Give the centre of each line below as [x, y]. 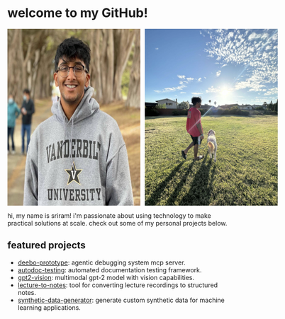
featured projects [47, 245]
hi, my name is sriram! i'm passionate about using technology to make [109, 215]
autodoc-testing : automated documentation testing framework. [110, 269]
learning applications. [49, 307]
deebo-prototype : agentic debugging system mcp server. [101, 262]
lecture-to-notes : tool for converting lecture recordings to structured [118, 285]
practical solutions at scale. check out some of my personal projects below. [117, 223]
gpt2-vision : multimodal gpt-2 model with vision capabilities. [106, 277]
